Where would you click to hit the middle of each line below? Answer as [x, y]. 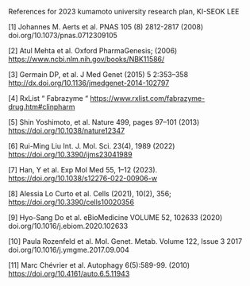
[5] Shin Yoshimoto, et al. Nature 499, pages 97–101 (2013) [104, 122]
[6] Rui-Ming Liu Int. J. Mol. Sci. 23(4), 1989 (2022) [92, 146]
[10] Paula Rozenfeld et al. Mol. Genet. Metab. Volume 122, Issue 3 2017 [125, 241]
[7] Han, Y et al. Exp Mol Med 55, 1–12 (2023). [83, 170]
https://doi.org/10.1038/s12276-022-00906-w [83, 178]
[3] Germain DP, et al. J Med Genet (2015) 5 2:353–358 [98, 74]
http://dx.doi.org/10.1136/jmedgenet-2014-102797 [89, 83]
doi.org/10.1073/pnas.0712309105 [63, 35]
